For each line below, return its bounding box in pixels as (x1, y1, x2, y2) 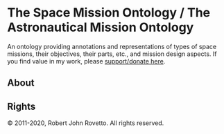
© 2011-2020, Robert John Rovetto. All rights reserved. (7, 119, 164, 127)
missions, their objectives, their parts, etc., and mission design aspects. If (7, 50, 217, 58)
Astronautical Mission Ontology (7, 19, 194, 35)
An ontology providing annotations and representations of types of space (7, 42, 217, 50)
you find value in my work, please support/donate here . (7, 57, 166, 65)
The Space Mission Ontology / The (7, 5, 210, 21)
